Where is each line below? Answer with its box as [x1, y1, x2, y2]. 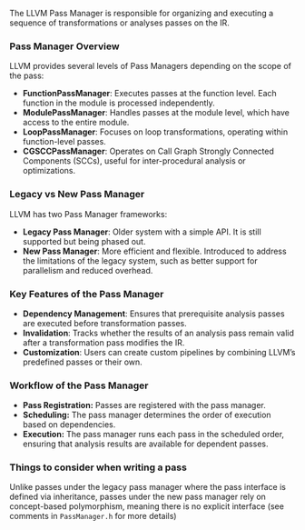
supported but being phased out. [22, 235, 146, 246]
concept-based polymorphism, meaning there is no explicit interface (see [9, 501, 284, 512]
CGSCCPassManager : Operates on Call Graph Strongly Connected [22, 145, 275, 157]
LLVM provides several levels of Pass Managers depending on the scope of [9, 61, 292, 72]
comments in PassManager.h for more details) [9, 511, 177, 522]
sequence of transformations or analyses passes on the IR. [9, 17, 230, 28]
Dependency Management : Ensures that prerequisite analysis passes [22, 308, 285, 319]
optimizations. [22, 165, 76, 176]
